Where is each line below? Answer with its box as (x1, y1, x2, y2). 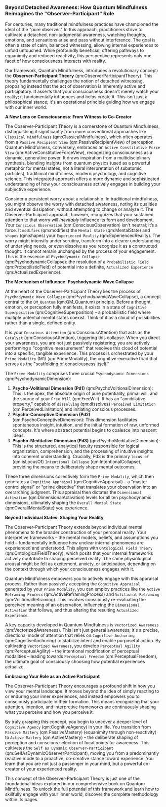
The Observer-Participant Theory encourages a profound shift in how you (5, 683, 156, 689)
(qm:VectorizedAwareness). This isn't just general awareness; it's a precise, (5, 627, 160, 633)
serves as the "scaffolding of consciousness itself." (5, 361, 110, 367)
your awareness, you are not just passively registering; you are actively (5, 340, 150, 346)
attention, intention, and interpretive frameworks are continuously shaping (5, 704, 156, 710)
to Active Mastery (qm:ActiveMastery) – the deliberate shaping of (5, 734, 138, 740)
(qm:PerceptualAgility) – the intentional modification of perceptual (5, 648, 139, 654)
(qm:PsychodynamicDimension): (5, 376, 72, 382)
